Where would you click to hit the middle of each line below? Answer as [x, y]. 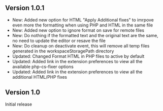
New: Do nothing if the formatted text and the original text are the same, [85, 35]
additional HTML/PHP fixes [40, 77]
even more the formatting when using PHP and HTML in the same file [82, 25]
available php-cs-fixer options [43, 67]
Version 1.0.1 [25, 8]
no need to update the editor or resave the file [59, 41]
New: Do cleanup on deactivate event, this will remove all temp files [81, 45]
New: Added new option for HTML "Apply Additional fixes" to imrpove [83, 20]
